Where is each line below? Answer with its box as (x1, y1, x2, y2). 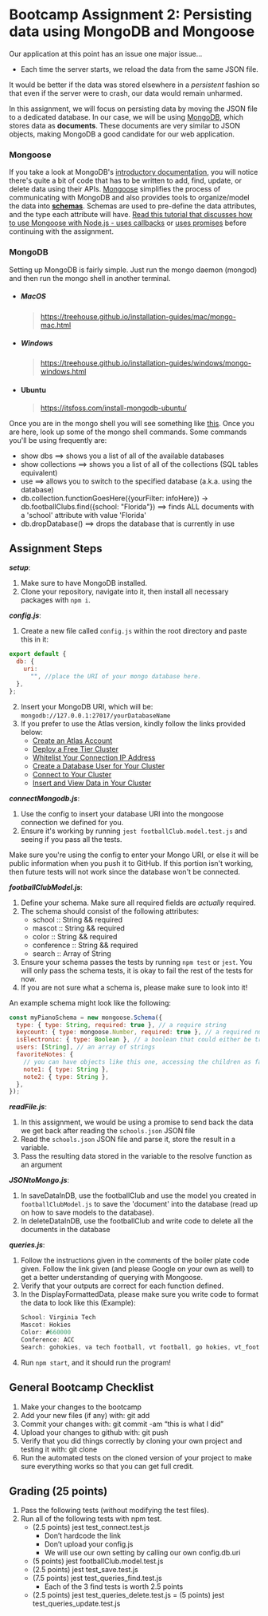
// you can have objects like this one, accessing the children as (23, 1057, 251, 1066)
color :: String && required (32, 931, 118, 941)
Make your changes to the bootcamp (20, 1402, 142, 1412)
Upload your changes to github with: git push (20, 1427, 169, 1437)
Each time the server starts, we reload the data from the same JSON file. (20, 64, 259, 73)
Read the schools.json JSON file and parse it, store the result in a (20, 1135, 235, 1144)
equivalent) (20, 468, 58, 477)
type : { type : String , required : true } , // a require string (16, 1021, 227, 1029)
